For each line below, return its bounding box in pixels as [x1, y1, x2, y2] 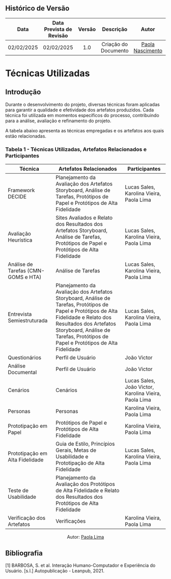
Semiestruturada [8, 317, 48, 324]
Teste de [8, 487, 29, 494]
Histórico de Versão [5, 4, 70, 13]
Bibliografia [5, 549, 43, 558]
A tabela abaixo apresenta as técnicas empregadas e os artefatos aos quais [5, 127, 164, 133]
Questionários [8, 354, 42, 361]
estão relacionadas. [5, 133, 47, 139]
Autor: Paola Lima [67, 534, 104, 540]
